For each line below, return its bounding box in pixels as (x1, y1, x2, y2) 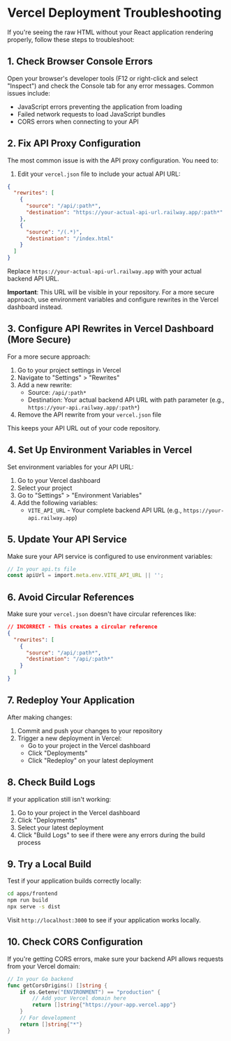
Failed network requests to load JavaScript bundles (17, 110, 166, 118)
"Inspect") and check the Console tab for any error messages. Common (7, 82, 214, 90)
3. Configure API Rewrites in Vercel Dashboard (7, 323, 214, 335)
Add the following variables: (17, 498, 98, 507)
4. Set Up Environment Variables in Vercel (7, 444, 193, 456)
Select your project (17, 484, 73, 492)
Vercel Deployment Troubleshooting (7, 5, 222, 21)
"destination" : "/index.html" (25, 235, 114, 242)
